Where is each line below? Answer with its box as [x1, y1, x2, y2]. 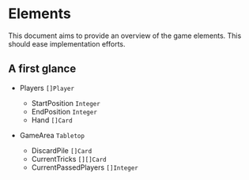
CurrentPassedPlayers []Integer [31, 163, 138, 172]
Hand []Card [31, 115, 73, 125]
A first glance [8, 62, 77, 76]
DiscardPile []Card [31, 145, 92, 155]
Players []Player [19, 83, 75, 92]
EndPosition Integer [31, 107, 97, 116]
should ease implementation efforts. [8, 39, 126, 48]
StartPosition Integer [31, 98, 100, 107]
